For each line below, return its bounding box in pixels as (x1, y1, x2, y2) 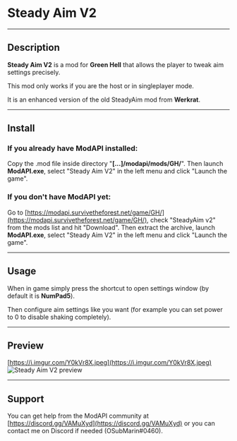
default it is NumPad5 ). (7, 291, 75, 300)
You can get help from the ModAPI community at (7, 411, 150, 421)
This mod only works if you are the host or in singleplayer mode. (7, 81, 194, 90)
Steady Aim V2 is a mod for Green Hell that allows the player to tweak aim (7, 60, 224, 68)
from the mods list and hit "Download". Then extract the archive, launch (7, 223, 216, 231)
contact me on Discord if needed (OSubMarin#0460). (7, 427, 164, 435)
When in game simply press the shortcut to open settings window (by (7, 284, 209, 292)
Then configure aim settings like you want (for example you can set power (7, 305, 224, 313)
